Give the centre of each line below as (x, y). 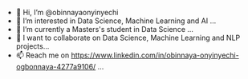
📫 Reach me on (43, 55)
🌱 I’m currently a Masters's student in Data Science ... (105, 29)
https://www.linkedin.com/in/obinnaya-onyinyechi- (155, 55)
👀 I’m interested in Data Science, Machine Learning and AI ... (116, 21)
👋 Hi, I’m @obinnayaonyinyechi (67, 12)
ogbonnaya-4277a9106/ (56, 67)
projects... (33, 46)
